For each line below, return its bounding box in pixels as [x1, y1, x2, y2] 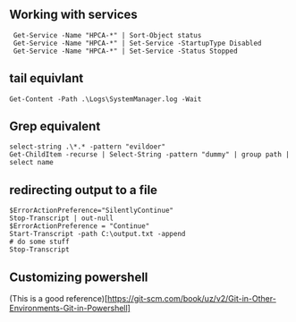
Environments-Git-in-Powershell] [9, 303, 131, 314]
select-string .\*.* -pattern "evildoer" [9, 142, 166, 151]
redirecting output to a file [9, 182, 158, 198]
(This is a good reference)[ [9, 293, 108, 304]
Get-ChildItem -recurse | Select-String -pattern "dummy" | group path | [9, 150, 291, 159]
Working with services [9, 7, 139, 22]
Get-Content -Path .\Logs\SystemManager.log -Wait [9, 94, 202, 104]
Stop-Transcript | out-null [9, 214, 114, 223]
